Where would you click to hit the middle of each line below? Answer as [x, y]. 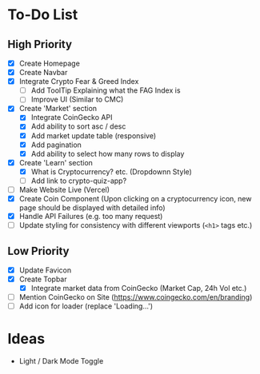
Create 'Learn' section [56, 162]
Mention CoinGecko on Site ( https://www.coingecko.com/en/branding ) [136, 297]
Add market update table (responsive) [94, 135]
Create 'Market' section [58, 109]
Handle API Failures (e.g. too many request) [91, 216]
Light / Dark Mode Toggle [61, 361]
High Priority [40, 44]
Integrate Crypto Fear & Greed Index [79, 82]
